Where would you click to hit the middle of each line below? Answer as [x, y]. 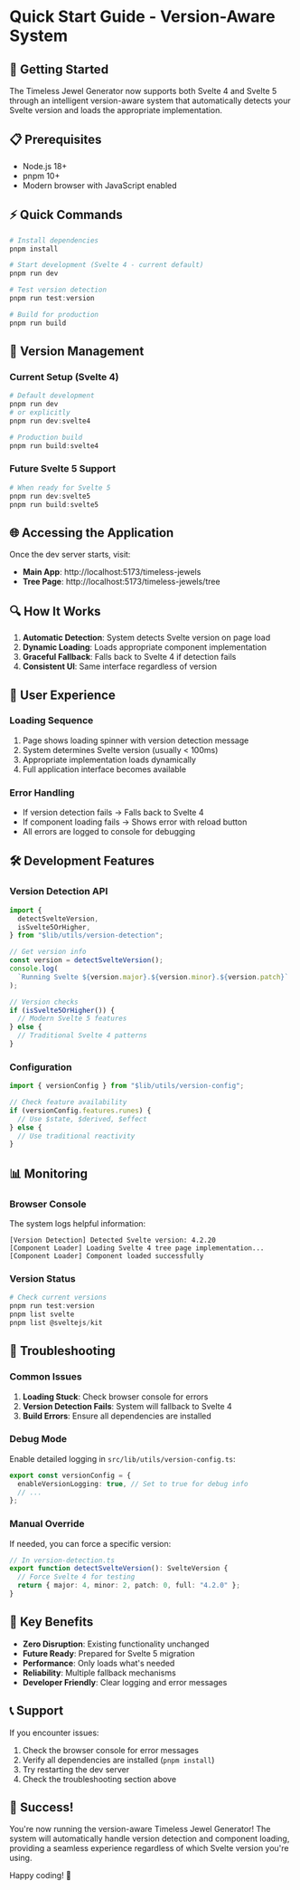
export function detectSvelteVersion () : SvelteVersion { [119, 1569]
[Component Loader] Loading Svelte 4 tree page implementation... [137, 1248]
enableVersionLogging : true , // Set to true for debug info [133, 1484]
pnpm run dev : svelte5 [50, 496]
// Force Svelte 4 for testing [76, 1577]
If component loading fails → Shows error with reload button [135, 822]
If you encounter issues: [54, 1732]
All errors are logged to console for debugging [109, 832]
